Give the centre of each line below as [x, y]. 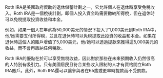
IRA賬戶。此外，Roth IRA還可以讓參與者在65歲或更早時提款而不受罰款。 [77, 70]
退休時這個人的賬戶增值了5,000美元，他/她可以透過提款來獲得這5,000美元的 [82, 42]
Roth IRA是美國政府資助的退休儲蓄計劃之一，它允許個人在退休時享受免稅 [78, 7]
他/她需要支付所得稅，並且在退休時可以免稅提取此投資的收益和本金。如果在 [81, 36]
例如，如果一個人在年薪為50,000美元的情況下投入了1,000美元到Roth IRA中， [82, 30]
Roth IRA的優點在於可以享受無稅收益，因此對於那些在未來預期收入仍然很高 [80, 58]
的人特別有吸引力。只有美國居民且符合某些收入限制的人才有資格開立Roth [78, 64]
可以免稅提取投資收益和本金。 [35, 19]
